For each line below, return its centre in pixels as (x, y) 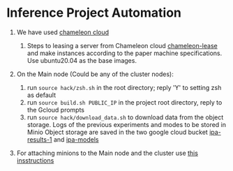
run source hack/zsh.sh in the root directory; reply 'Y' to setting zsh (124, 87)
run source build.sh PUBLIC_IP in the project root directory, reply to (125, 102)
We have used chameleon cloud (63, 32)
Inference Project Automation (94, 13)
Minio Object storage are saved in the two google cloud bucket (118, 132)
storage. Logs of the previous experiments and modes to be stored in (127, 124)
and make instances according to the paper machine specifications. (125, 53)
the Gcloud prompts (56, 110)
